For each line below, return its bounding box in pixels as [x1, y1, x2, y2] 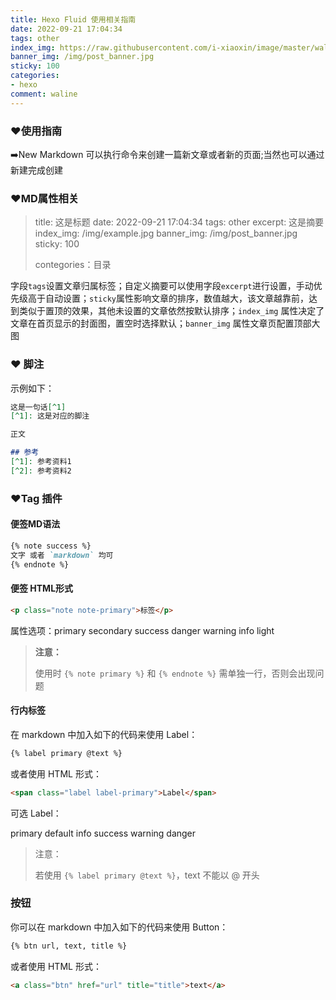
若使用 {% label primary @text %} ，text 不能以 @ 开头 [34, 869, 260, 881]
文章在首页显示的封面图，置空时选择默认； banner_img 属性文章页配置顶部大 [10, 317, 321, 330]
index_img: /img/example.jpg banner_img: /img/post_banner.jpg [34, 227, 298, 240]
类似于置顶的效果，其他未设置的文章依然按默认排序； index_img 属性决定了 [18, 305, 325, 317]
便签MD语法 [10, 518, 61, 530]
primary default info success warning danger [10, 827, 197, 839]
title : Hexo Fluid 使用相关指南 [10, 14, 137, 25]
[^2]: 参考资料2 [10, 466, 72, 476]
